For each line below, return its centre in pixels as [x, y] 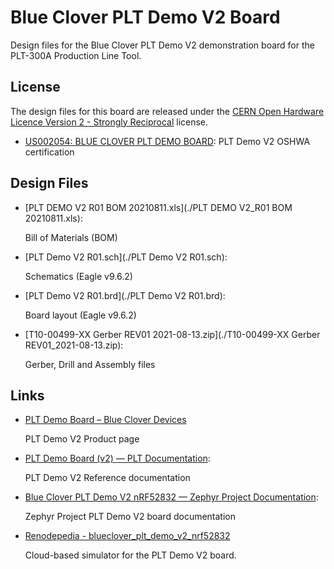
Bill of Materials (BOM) [71, 237]
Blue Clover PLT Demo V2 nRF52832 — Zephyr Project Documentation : [171, 497]
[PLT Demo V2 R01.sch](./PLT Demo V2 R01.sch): [126, 257]
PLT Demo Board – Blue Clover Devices [105, 420]
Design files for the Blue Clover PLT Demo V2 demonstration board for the [162, 45]
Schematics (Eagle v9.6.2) [78, 276]
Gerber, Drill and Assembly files [90, 364]
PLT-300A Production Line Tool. [76, 55]
